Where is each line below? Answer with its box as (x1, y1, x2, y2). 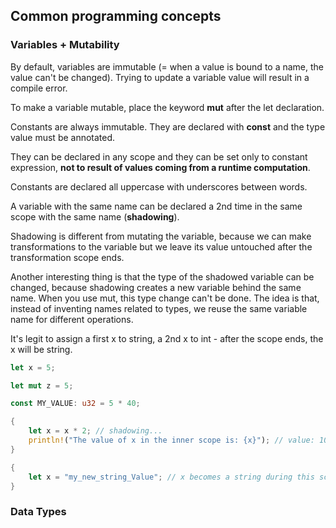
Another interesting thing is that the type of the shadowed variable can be (10, 270, 315, 283)
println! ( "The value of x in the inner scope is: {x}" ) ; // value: (28, 435, 315, 446)
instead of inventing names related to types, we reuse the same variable (10, 302, 308, 314)
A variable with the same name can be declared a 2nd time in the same (10, 200, 303, 212)
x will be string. (10, 343, 73, 355)
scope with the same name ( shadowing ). (10, 210, 180, 223)
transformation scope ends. (10, 251, 125, 263)
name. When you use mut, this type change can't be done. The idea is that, (10, 292, 320, 304)
